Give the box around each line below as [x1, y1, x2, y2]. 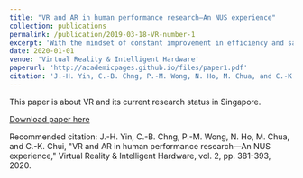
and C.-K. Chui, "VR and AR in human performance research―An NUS [9, 140, 271, 151]
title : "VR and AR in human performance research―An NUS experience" [9, 13, 277, 22]
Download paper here [9, 113, 90, 124]
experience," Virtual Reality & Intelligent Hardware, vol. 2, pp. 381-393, [9, 150, 271, 161]
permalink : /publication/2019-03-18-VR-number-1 [9, 30, 196, 39]
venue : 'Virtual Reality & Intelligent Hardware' [9, 55, 200, 64]
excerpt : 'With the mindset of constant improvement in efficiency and [9, 38, 284, 48]
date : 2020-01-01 [9, 47, 75, 56]
